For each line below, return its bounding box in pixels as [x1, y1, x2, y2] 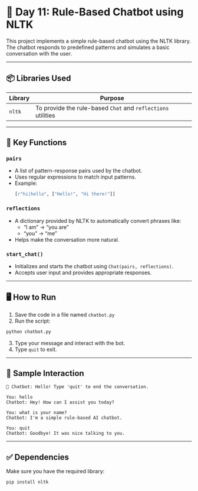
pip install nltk [6, 479, 49, 485]
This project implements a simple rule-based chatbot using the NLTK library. [6, 37, 192, 44]
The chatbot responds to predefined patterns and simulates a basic [6, 44, 170, 51]
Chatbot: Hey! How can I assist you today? [6, 399, 115, 405]
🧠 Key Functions [6, 138, 67, 148]
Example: [14, 180, 38, 187]
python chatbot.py [6, 329, 51, 334]
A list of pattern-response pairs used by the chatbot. [14, 167, 143, 174]
